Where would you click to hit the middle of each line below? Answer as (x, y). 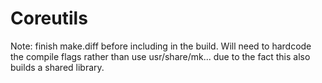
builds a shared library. (57, 67)
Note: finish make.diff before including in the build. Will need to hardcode (161, 46)
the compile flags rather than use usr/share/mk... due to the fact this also (160, 56)
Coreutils (49, 18)
